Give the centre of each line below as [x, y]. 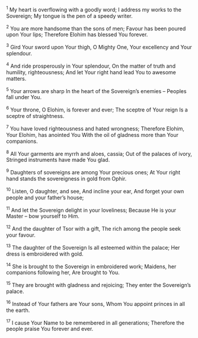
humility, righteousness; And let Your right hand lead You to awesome [91, 72]
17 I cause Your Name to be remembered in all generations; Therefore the [95, 322]
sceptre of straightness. [35, 116]
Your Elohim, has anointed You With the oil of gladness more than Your [92, 135]
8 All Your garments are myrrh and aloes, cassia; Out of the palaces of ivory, [99, 153]
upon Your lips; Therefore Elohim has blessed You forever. [77, 34]
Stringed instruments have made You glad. [58, 160]
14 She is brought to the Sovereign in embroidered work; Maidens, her [91, 266]
